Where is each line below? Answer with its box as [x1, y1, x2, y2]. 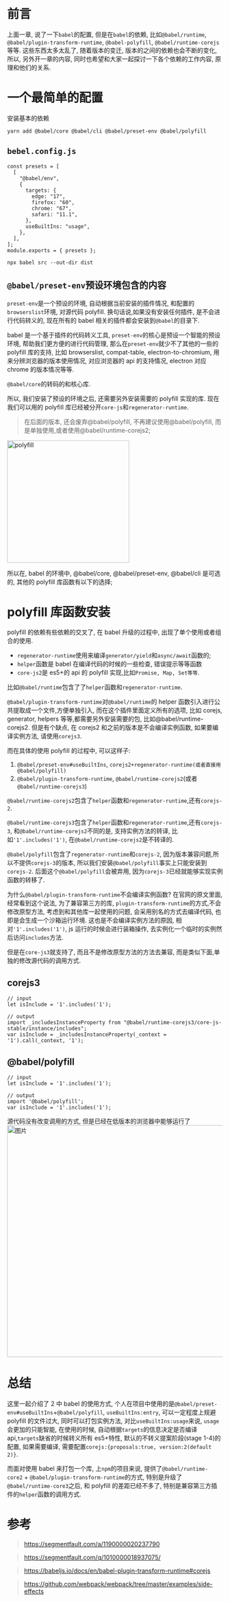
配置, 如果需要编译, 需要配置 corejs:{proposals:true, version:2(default [7, 1443, 212, 1450]
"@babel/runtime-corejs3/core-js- [123, 1019, 222, 1026]
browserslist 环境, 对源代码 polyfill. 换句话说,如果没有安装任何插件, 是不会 [7, 307, 214, 316]
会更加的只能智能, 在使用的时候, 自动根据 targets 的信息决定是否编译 [7, 1425, 198, 1433]
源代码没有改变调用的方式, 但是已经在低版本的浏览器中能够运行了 [7, 1117, 190, 1125]
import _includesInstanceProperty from [7, 1019, 121, 1026]
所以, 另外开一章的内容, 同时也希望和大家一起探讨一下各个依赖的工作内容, [7, 54, 214, 63]
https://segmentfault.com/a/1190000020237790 [23, 1539, 160, 1548]
